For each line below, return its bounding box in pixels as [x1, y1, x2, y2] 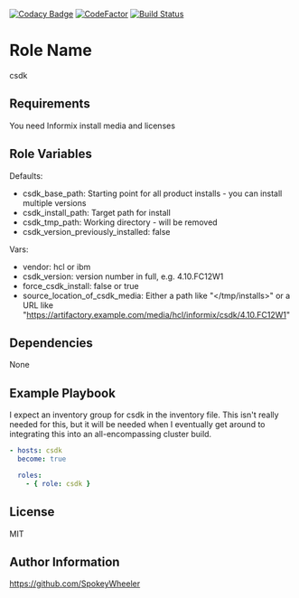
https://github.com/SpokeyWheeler [9, 578, 141, 589]
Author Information [9, 554, 120, 569]
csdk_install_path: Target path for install [22, 207, 172, 218]
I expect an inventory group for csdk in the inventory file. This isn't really [9, 409, 279, 420]
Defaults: [9, 170, 43, 181]
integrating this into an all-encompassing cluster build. [9, 429, 212, 440]
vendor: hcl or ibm [22, 261, 91, 272]
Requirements [9, 96, 90, 112]
